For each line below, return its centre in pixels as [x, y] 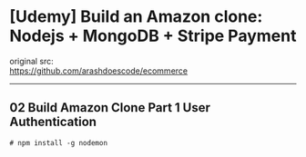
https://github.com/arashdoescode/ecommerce [99, 71]
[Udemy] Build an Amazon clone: [136, 17]
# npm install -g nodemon [58, 142]
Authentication [53, 122]
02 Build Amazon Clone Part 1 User [110, 108]
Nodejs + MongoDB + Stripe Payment [153, 36]
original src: [32, 61]
